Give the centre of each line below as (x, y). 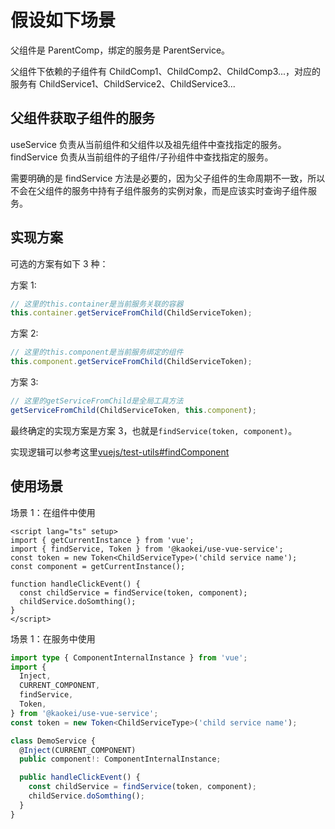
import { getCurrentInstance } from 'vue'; (102, 540)
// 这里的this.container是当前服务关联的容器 (97, 304)
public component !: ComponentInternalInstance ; (120, 759)
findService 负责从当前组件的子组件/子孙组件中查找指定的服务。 (142, 157)
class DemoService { (53, 741)
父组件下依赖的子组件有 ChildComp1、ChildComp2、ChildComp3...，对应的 (166, 71)
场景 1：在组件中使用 (53, 512)
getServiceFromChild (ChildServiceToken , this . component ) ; (133, 410)
